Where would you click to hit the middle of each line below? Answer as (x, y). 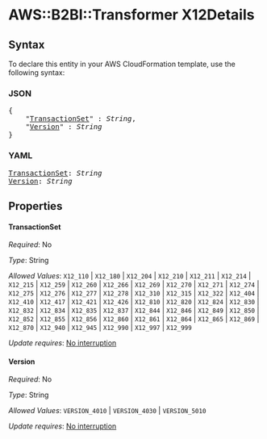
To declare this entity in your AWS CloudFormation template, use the (122, 64)
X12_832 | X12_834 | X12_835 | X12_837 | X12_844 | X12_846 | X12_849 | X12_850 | (134, 310)
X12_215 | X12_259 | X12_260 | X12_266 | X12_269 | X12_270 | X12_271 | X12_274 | (134, 285)
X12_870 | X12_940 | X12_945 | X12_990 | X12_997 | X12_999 (100, 328)
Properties (35, 206)
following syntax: (37, 73)
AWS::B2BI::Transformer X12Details (131, 15)
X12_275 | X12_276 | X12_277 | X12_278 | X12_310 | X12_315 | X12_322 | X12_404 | (134, 293)
